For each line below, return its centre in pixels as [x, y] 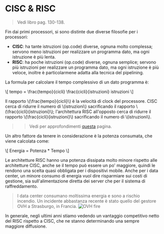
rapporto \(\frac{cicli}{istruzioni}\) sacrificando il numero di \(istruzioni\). [78, 117]
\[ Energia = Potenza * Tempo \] [37, 150]
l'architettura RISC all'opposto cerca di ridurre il [103, 112]
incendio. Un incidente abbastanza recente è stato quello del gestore [87, 201]
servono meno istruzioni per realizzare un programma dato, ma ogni [81, 52]
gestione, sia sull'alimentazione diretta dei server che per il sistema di [75, 181]
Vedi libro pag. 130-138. [41, 22]
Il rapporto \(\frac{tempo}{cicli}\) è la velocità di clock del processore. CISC [81, 101]
